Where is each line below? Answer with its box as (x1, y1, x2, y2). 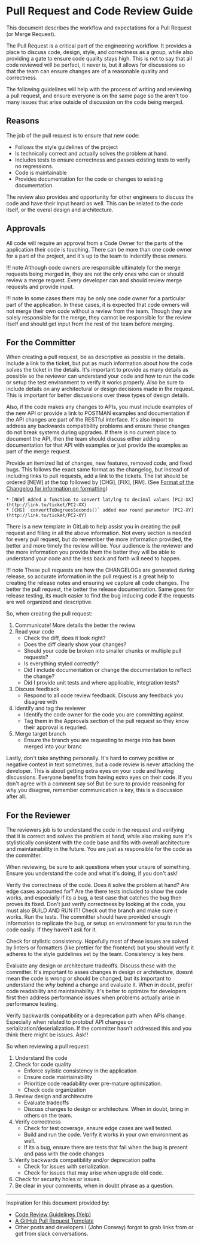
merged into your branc (23, 743, 83, 750)
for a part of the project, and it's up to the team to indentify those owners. (6, 252, 188, 259)
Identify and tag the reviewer (14, 704, 86, 712)
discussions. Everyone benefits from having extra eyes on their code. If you (6, 773, 193, 781)
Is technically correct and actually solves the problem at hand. (14, 150, 169, 157)
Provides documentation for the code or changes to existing (14, 175, 163, 183)
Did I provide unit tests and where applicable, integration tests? (23, 679, 179, 686)
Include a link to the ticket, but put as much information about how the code (6, 360, 193, 367)
